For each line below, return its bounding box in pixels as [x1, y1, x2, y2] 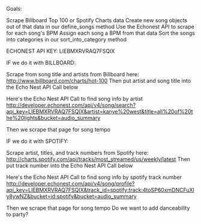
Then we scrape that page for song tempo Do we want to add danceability [6, 204, 190, 211]
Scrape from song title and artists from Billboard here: [6, 71, 139, 77]
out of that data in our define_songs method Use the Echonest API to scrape [6, 23, 195, 30]
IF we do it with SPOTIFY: [6, 138, 69, 145]
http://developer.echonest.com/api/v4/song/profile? [6, 180, 135, 187]
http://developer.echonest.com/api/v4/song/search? [6, 101, 136, 109]
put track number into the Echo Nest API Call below [6, 162, 133, 169]
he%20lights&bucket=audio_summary [6, 114, 101, 121]
